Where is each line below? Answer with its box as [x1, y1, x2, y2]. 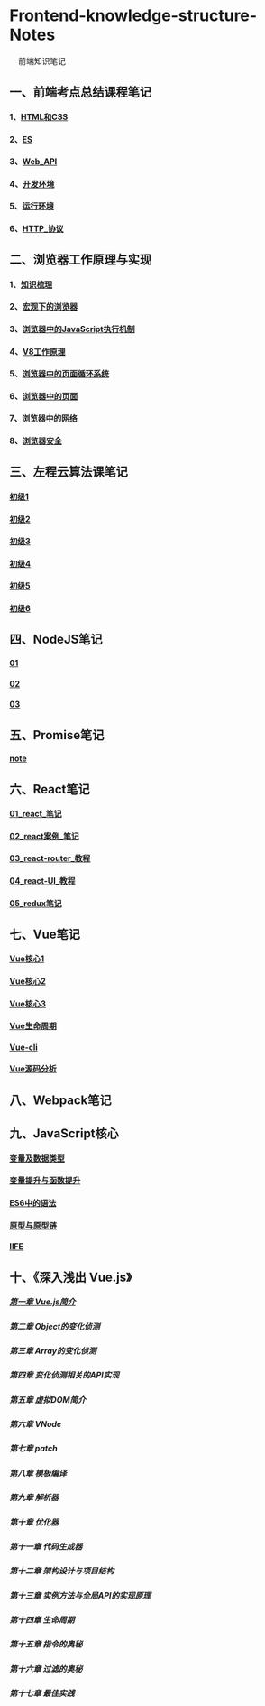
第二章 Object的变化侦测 [9, 1321, 101, 1331]
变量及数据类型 [9, 1153, 65, 1164]
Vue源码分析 [9, 1063, 57, 1074]
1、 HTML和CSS [9, 111, 69, 122]
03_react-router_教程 [9, 853, 91, 864]
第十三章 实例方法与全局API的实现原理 [9, 1590, 151, 1600]
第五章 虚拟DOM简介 [9, 1394, 87, 1405]
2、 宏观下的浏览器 [9, 301, 78, 312]
